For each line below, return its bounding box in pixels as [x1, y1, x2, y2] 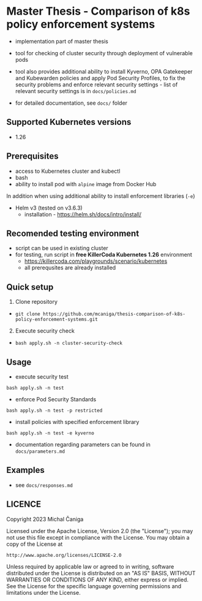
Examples [6, 465, 45, 475]
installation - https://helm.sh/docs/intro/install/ [24, 210, 142, 218]
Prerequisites [6, 151, 59, 162]
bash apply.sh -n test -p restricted [6, 407, 103, 414]
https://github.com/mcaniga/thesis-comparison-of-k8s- [42, 311, 185, 317]
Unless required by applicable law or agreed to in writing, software [6, 562, 174, 570]
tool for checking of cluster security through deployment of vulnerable [15, 49, 193, 56]
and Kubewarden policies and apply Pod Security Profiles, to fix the [15, 74, 185, 81]
